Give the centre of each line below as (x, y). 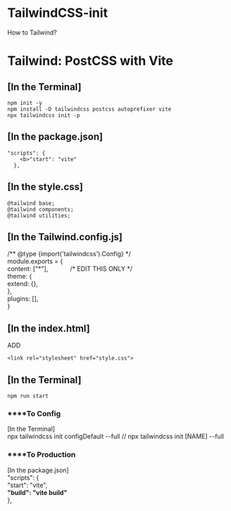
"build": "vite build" (37, 492)
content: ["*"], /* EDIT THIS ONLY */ (70, 269)
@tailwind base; (31, 203)
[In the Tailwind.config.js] (65, 237)
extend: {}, (23, 284)
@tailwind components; (40, 209)
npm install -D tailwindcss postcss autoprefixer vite (89, 109)
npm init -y (25, 103)
